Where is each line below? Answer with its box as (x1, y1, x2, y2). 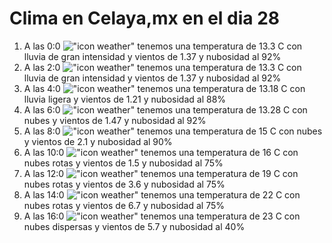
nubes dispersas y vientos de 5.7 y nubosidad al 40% (23, 220, 246, 232)
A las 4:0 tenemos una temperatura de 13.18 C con (23, 82, 306, 94)
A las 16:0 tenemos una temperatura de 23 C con (23, 210, 301, 222)
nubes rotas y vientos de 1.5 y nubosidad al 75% (23, 157, 224, 169)
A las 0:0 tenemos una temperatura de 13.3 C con (23, 40, 303, 52)
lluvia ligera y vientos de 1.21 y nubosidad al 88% (23, 93, 227, 105)
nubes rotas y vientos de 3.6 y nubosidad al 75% (23, 178, 226, 190)
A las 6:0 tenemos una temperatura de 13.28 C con (23, 103, 308, 116)
